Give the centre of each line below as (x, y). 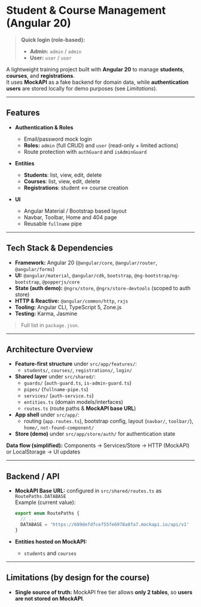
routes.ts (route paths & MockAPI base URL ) (80, 409)
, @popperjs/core (60, 282)
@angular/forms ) (35, 269)
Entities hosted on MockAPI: (51, 541)
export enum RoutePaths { (47, 514)
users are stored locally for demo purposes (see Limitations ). (82, 88)
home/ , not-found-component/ (59, 428)
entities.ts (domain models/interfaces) (74, 402)
